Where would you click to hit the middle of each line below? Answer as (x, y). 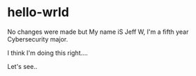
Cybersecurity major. (38, 39)
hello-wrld (38, 12)
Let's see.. (22, 66)
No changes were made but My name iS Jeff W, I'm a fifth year (98, 32)
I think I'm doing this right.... (48, 53)
